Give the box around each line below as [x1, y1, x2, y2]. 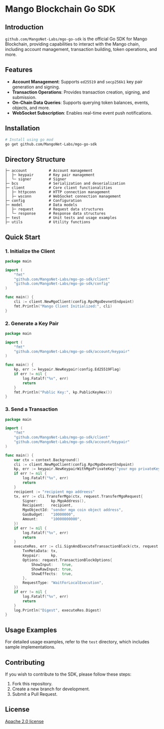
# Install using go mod [5, 137, 54, 142]
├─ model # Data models [5, 202, 78, 208]
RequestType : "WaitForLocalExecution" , [22, 581, 104, 585]
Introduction [5, 23, 44, 31]
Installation [5, 124, 40, 133]
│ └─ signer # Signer [5, 177, 67, 182]
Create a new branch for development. [12, 686, 90, 692]
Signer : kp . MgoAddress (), [22, 498, 86, 503]
